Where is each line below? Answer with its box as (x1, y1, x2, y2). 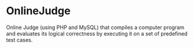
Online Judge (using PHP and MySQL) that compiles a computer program (6, 24, 185, 31)
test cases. (6, 36, 33, 43)
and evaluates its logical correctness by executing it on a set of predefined (6, 30, 188, 37)
